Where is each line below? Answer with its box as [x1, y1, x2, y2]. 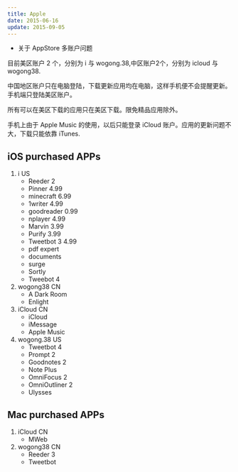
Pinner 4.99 [28, 185, 63, 193]
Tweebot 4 [28, 275, 60, 284]
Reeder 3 [28, 450, 55, 459]
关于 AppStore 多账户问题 [17, 44, 93, 53]
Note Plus [28, 366, 58, 374]
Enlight [28, 297, 49, 306]
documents [28, 253, 62, 261]
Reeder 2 [28, 177, 55, 185]
